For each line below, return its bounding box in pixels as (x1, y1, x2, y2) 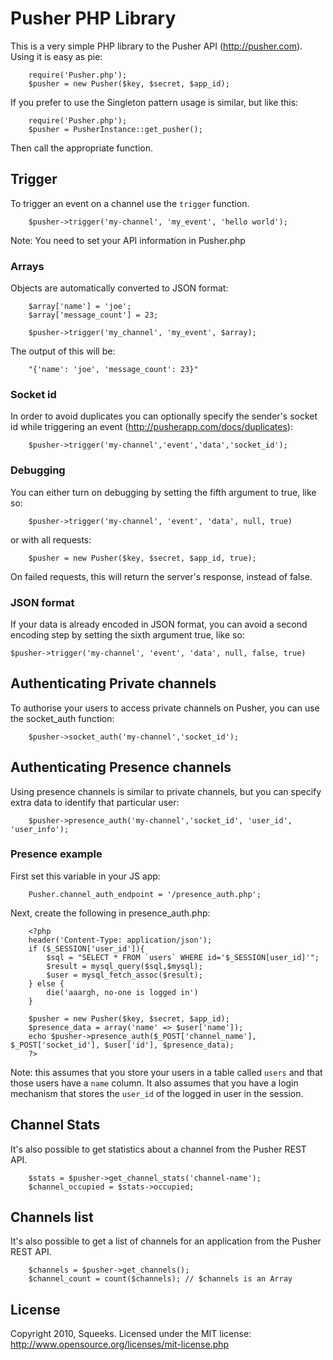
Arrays (10, 259, 45, 273)
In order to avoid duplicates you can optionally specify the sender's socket (10, 410, 318, 422)
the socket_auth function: (10, 712, 115, 724)
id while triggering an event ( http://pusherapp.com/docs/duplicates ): (10, 421, 293, 433)
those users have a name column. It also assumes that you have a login (10, 1077, 299, 1089)
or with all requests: (10, 533, 92, 546)
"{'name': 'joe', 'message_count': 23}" (28, 365, 199, 375)
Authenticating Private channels (10, 675, 217, 692)
